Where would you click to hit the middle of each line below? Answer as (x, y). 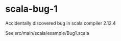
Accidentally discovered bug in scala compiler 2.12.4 (60, 23)
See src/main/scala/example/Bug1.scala (47, 33)
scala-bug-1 (31, 9)
